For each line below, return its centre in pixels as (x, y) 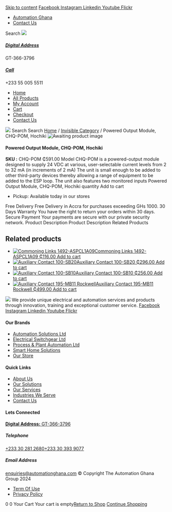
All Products (26, 98)
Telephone (17, 436)
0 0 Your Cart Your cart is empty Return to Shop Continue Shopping (76, 504)
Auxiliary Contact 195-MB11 (125, 284)
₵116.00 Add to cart (60, 257)
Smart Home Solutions (36, 350)
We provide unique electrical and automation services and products (83, 300)
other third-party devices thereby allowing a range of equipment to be (79, 175)
